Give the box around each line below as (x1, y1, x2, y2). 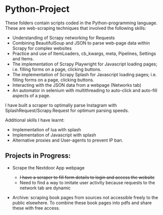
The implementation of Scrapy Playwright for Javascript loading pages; (12, 61, 158, 67)
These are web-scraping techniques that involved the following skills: (5, 25, 147, 31)
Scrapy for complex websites (12, 45, 72, 51)
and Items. (12, 55, 34, 61)
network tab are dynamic (19, 185, 71, 191)
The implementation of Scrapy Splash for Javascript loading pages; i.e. (12, 71, 157, 77)
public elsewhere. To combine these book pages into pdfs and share (12, 200, 152, 206)
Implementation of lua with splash (12, 126, 81, 132)
